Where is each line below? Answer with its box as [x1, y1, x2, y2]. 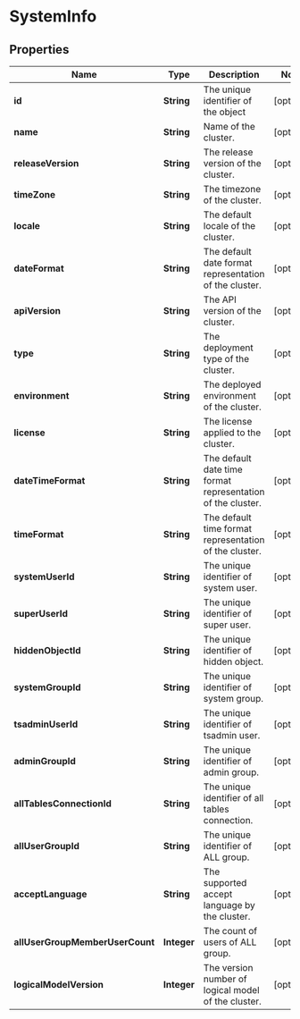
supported [203, 877, 247, 888]
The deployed [203, 378, 262, 391]
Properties [9, 42, 70, 57]
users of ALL [203, 936, 257, 948]
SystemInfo [9, 6, 97, 27]
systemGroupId [13, 681, 81, 694]
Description [208, 69, 260, 80]
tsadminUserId [13, 718, 79, 730]
